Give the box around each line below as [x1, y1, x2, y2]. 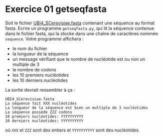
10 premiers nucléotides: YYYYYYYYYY [5, 114, 84, 119]
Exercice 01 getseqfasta [5, 3, 107, 15]
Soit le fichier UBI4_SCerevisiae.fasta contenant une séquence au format [5, 20, 155, 26]
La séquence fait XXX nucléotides [5, 101, 77, 106]
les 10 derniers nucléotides [12, 77, 68, 83]
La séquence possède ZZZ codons [5, 110, 72, 115]
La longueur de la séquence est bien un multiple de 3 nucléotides [5, 105, 149, 110]
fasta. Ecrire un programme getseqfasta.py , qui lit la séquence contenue [5, 25, 155, 31]
